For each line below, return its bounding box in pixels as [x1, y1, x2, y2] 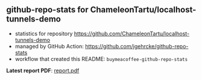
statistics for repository [14, 30, 73, 37]
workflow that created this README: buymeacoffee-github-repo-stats [14, 55, 188, 62]
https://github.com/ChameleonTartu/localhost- [74, 30, 190, 37]
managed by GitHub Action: [14, 42, 84, 50]
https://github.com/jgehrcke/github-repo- [85, 42, 189, 50]
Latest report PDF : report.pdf [6, 67, 80, 74]
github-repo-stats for [6, 5, 89, 15]
